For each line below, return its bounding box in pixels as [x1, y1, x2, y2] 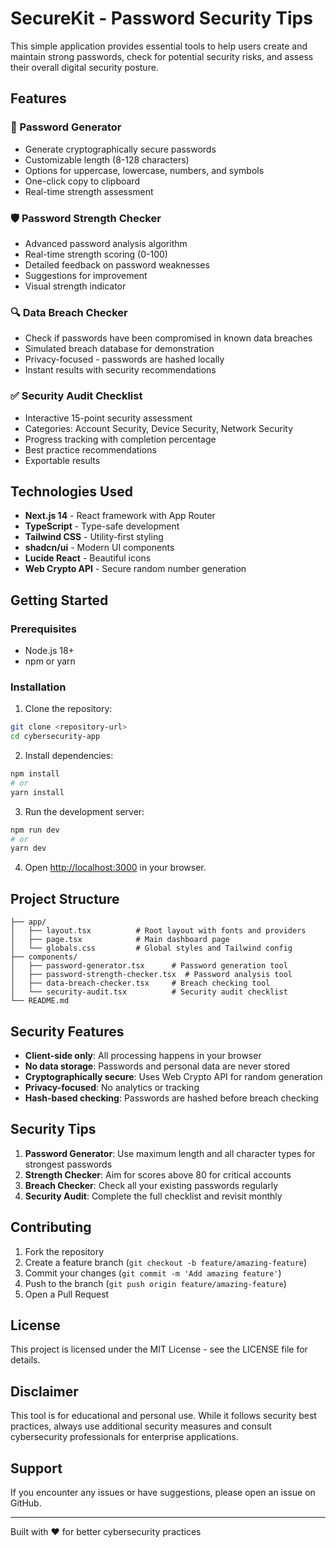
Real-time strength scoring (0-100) [24, 248, 168, 260]
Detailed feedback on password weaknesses [24, 258, 210, 271]
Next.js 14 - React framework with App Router [24, 510, 216, 522]
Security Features [10, 1023, 125, 1040]
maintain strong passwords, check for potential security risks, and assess [10, 50, 314, 62]
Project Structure [10, 890, 120, 907]
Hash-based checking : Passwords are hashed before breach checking [24, 1092, 319, 1104]
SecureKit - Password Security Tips [10, 7, 313, 30]
